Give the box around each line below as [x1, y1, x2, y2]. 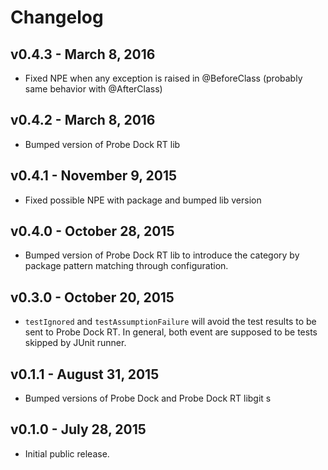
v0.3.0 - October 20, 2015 [10, 289, 175, 306]
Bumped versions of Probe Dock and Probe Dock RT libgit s [24, 392, 272, 405]
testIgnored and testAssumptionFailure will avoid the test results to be [24, 316, 317, 328]
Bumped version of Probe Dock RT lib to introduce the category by [24, 249, 300, 261]
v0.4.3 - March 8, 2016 [10, 46, 156, 63]
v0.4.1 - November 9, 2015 [10, 167, 178, 185]
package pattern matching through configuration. [24, 260, 229, 272]
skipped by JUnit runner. [24, 337, 127, 349]
